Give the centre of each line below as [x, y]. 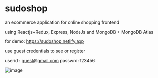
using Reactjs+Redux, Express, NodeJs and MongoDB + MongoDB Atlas [79, 32]
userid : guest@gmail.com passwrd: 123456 [50, 60]
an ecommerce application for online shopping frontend [62, 22]
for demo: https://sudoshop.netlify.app [45, 41]
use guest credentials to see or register [45, 51]
